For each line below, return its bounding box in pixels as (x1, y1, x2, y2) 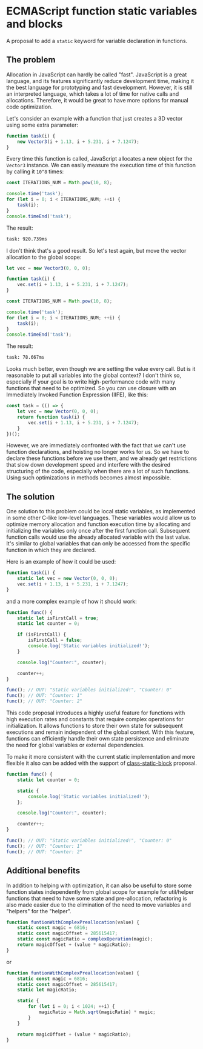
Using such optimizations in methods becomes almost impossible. (6, 474, 171, 481)
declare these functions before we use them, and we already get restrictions (6, 455, 197, 462)
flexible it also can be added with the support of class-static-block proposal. (6, 759, 197, 767)
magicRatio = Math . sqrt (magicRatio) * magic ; (38, 1009, 156, 1015)
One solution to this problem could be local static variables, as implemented (6, 508, 196, 515)
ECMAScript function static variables (6, 4, 198, 18)
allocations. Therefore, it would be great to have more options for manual (6, 96, 189, 104)
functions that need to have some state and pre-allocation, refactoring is (6, 894, 187, 902)
